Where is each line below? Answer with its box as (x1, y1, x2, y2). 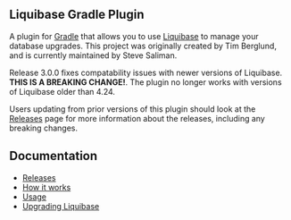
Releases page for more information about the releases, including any (9, 113, 265, 123)
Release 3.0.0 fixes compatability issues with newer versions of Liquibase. (9, 67, 283, 78)
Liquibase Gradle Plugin (9, 7, 145, 22)
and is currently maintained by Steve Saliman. (9, 49, 178, 61)
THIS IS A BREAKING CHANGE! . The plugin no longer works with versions (9, 76, 283, 88)
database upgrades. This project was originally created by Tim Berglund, (9, 40, 277, 51)
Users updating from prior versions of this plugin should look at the (9, 103, 256, 114)
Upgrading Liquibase (21, 200, 100, 211)
